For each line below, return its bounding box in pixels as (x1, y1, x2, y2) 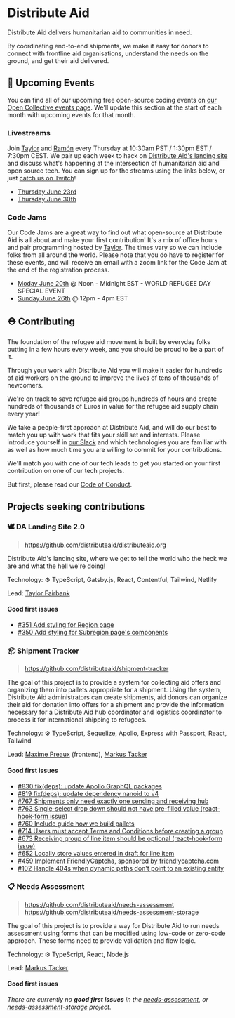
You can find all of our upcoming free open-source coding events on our (7, 95, 217, 104)
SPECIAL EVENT (17, 286, 65, 296)
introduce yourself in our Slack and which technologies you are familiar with (7, 438, 227, 447)
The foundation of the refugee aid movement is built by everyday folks (7, 338, 210, 346)
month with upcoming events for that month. (7, 110, 136, 119)
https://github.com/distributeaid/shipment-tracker (24, 665, 169, 673)
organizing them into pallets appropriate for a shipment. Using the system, (7, 686, 222, 694)
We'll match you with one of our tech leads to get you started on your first (7, 459, 221, 468)
